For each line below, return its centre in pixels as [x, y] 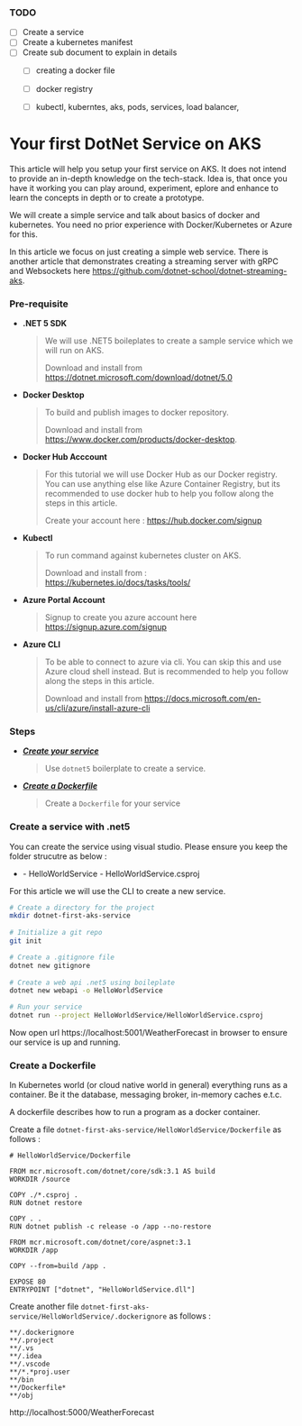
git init [26, 941]
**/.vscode [30, 1364]
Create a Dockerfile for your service [113, 803]
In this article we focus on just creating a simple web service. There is [139, 251]
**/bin [22, 1380]
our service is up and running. [65, 1042]
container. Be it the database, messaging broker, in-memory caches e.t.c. [146, 1095]
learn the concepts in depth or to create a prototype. [107, 197]
